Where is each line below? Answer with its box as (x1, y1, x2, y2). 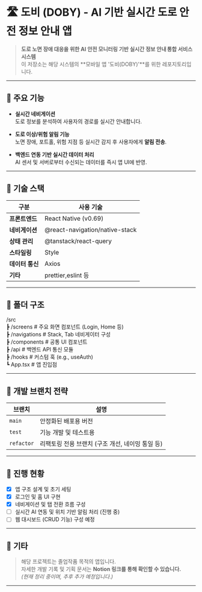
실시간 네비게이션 (14, 110, 56, 118)
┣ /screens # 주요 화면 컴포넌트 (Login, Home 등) (6, 323, 124, 330)
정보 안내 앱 (18, 25, 72, 38)
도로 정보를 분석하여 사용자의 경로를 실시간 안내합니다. (14, 118, 142, 125)
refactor (9, 440, 34, 447)
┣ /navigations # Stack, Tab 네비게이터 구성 (6, 331, 111, 338)
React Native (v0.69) (44, 214, 104, 222)
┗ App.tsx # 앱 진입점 (6, 361, 57, 368)
